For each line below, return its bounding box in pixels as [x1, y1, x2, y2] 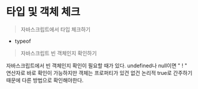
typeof [14, 37, 31, 44]
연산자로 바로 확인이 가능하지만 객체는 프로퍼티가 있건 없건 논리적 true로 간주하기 [6, 69, 193, 76]
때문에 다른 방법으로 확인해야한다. [6, 77, 84, 84]
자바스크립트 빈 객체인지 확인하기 [20, 49, 97, 56]
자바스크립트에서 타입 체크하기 [20, 26, 90, 33]
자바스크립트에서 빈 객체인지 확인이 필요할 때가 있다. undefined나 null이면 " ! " [6, 62, 187, 69]
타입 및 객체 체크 [6, 5, 81, 19]
